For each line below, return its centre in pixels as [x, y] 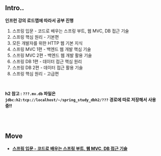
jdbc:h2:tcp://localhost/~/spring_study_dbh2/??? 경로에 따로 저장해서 [76, 99]
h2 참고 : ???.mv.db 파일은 [30, 93]
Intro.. [15, 8]
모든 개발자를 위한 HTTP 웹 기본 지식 [47, 43]
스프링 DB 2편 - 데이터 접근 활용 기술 [48, 67]
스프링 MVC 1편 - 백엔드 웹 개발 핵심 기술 [52, 49]
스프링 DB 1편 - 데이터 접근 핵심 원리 [47, 61]
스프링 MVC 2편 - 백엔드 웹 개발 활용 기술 [52, 55]
